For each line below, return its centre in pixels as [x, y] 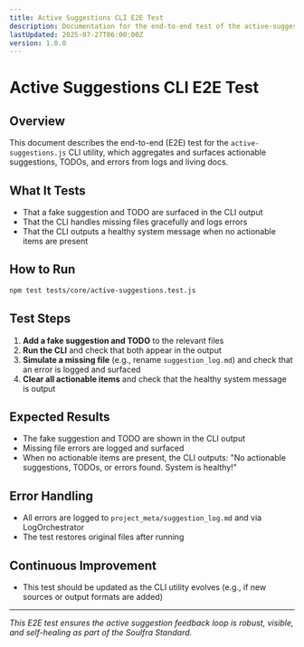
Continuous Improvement [83, 565]
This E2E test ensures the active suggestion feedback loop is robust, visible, [152, 623]
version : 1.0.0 [38, 43]
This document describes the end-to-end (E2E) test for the [119, 143]
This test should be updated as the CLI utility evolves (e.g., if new [144, 587]
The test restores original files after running [103, 537]
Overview [38, 121]
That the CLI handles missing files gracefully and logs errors [135, 222]
